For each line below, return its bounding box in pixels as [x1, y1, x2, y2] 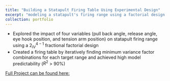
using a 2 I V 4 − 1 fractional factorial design [12, 42, 99, 50]
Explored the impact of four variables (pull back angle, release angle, [12, 31, 158, 37]
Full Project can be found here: [5, 70, 70, 76]
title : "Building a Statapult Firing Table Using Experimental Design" [5, 7, 160, 13]
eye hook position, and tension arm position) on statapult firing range [12, 36, 158, 42]
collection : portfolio [5, 17, 53, 22]
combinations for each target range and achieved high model [12, 54, 141, 60]
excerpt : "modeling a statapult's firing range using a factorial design [5, 12, 165, 17]
